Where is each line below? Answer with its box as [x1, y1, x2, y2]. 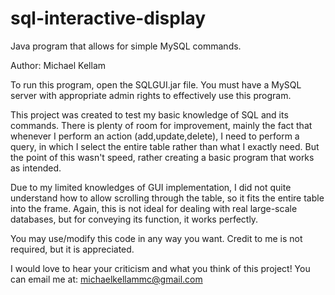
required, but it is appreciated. [10, 243, 135, 255]
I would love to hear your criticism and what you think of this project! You [10, 262, 311, 274]
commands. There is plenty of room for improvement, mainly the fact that [10, 119, 313, 131]
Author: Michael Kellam [10, 59, 107, 71]
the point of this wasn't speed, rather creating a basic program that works [10, 151, 315, 163]
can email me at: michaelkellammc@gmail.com [10, 273, 203, 285]
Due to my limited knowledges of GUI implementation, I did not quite [10, 181, 292, 193]
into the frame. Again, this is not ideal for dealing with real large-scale [10, 202, 298, 214]
